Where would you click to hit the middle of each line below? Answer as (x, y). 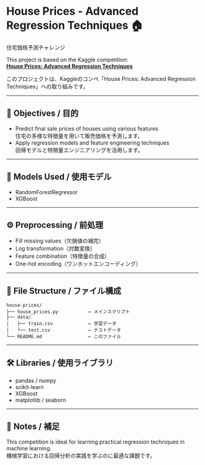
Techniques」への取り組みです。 (48, 86)
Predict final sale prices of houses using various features (87, 128)
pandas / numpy (36, 380)
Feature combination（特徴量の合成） (63, 256)
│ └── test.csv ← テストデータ (64, 330)
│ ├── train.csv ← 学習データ (62, 324)
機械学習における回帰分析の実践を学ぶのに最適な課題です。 (81, 455)
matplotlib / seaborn (40, 400)
